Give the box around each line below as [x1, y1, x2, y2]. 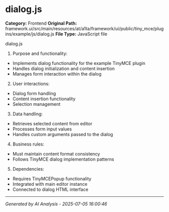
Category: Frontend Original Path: [5, 20, 77, 26]
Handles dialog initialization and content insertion [12, 65, 115, 72]
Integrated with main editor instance [12, 181, 88, 187]
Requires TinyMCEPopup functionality [12, 175, 92, 182]
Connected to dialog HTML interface [12, 186, 89, 192]
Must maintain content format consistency [12, 151, 101, 157]
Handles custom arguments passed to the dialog [12, 131, 113, 137]
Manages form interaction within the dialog [12, 70, 102, 77]
